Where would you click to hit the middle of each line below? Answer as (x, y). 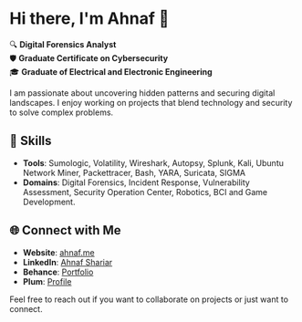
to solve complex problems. (62, 112)
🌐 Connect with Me (65, 230)
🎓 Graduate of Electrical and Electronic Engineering (111, 71)
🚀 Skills (31, 141)
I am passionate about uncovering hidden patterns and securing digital (142, 93)
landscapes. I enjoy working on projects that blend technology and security (151, 102)
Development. (49, 202)
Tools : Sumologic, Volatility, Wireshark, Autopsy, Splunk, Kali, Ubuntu (153, 162)
